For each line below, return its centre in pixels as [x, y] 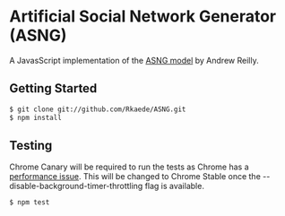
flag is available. [174, 186]
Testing [31, 145]
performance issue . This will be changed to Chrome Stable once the [135, 177]
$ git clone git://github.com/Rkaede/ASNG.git [98, 109]
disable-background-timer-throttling [76, 186]
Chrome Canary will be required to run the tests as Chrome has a [129, 167]
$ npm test [30, 203]
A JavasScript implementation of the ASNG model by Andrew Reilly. [134, 60]
